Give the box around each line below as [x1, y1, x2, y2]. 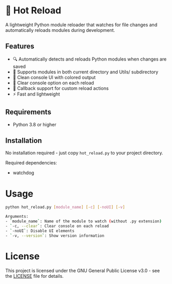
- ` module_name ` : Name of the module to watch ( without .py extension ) [5, 219, 162, 224]
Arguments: [5, 214, 29, 219]
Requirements [5, 108, 51, 117]
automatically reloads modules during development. [5, 27, 116, 33]
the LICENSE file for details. [5, 273, 64, 279]
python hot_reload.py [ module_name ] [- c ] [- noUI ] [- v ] [5, 205, 125, 210]
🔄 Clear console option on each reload [12, 80, 94, 86]
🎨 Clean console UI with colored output [12, 74, 96, 80]
